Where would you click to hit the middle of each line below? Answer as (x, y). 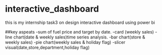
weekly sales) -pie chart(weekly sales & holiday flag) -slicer (65, 42)
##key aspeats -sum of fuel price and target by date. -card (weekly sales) (80, 32)
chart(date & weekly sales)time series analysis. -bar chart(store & (79, 37)
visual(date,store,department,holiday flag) (47, 47)
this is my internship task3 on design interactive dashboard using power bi (80, 22)
